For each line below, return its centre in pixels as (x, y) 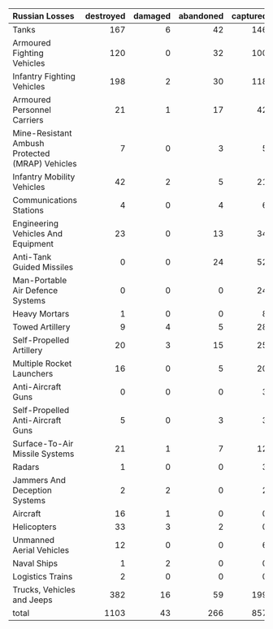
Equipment (33, 244)
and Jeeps (32, 600)
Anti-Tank (32, 257)
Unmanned (34, 540)
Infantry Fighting (44, 76)
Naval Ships (35, 563)
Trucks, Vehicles (44, 590)
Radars (26, 467)
